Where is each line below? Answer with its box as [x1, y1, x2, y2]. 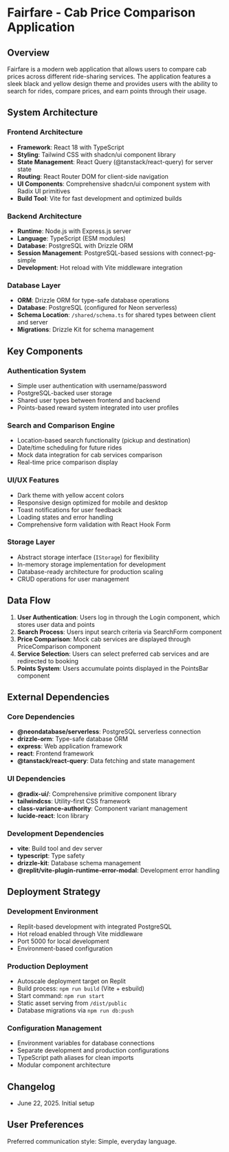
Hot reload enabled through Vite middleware [17, 929, 143, 938]
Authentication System [7, 366, 86, 375]
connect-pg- [179, 249, 217, 257]
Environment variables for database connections [17, 1039, 155, 1048]
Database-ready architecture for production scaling [17, 567, 164, 575]
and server [17, 318, 48, 326]
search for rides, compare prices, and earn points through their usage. [7, 87, 207, 95]
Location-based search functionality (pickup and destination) [17, 436, 191, 445]
